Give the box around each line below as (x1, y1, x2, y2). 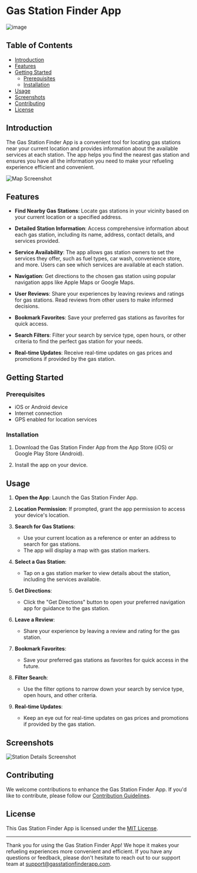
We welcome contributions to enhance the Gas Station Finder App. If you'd (6, 786, 187, 793)
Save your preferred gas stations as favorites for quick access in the (23, 657, 189, 664)
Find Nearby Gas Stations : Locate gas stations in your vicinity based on (14, 207, 189, 215)
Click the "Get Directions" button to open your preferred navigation (23, 598, 186, 605)
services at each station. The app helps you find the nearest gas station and (6, 151, 190, 158)
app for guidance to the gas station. (23, 605, 110, 612)
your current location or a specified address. (14, 214, 123, 221)
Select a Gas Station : (14, 559, 67, 566)
